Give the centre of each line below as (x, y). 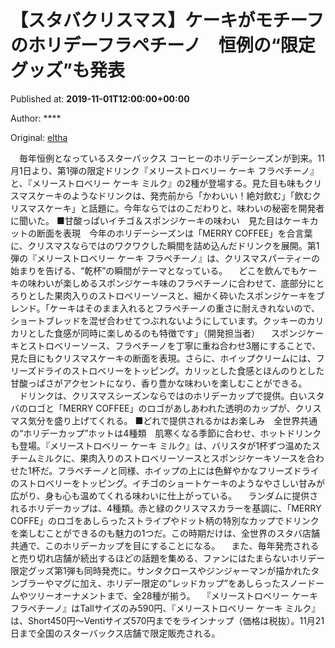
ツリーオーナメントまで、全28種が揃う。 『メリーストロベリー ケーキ (172, 595)
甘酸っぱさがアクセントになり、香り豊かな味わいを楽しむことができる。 (159, 383)
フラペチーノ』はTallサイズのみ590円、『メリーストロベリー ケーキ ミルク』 (165, 608)
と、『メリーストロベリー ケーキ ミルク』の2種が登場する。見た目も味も (157, 183)
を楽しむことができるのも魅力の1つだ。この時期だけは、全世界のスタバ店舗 (165, 533)
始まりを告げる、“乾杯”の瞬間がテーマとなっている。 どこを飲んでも (155, 270)
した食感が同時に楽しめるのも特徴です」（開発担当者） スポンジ (171, 333)
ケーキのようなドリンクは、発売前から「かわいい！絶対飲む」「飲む (174, 195)
